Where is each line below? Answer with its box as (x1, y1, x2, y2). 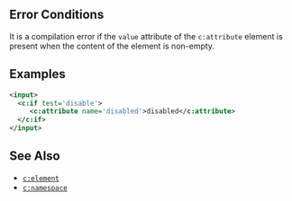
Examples (9, 66, 66, 82)
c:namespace (22, 183, 68, 192)
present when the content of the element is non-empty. (9, 40, 214, 51)
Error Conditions (9, 7, 105, 22)
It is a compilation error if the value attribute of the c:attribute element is (9, 31, 284, 41)
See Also (9, 148, 60, 164)
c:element (22, 174, 60, 183)
